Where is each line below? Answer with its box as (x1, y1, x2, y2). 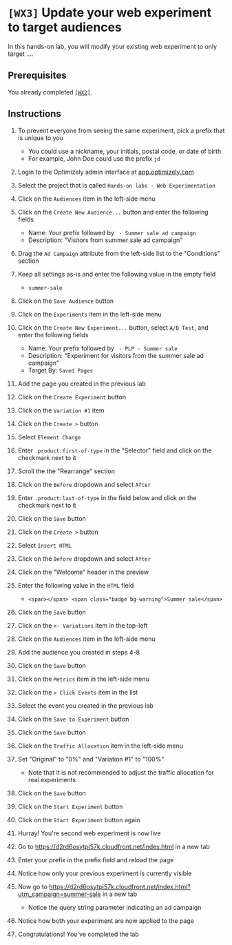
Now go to (17, 882, 48, 891)
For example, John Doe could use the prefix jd (28, 154, 160, 163)
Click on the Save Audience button (17, 297, 114, 305)
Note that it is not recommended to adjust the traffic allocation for (28, 768, 214, 777)
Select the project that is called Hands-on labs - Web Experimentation (17, 181, 216, 189)
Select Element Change (17, 432, 81, 441)
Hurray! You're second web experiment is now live (17, 829, 161, 837)
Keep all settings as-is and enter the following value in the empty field (17, 270, 216, 278)
